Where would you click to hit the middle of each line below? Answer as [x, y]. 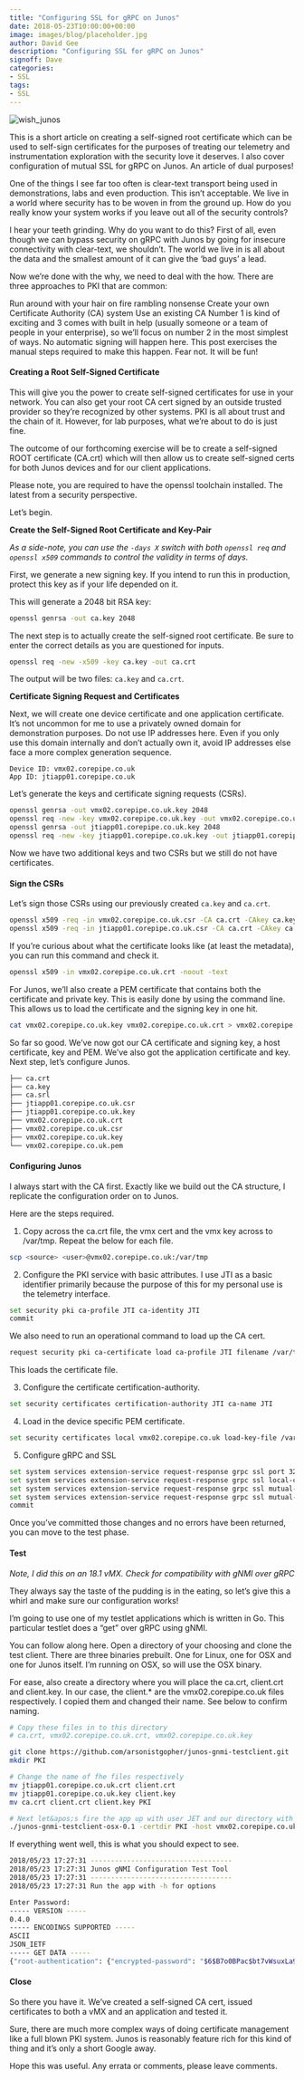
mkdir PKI [28, 1761]
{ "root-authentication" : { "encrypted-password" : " [107, 1961]
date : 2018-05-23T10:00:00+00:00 [72, 26]
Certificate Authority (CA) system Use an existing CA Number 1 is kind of [145, 312]
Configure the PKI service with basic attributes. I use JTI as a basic [147, 1274]
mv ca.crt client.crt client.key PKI [81, 1802]
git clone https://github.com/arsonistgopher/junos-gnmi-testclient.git [149, 1752]
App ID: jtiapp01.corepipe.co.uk [72, 777]
